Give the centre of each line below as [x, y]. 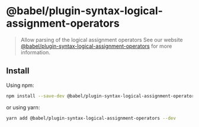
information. [35, 52]
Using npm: [20, 85]
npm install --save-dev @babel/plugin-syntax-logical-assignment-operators [102, 96]
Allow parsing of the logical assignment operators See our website [102, 40]
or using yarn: [23, 107]
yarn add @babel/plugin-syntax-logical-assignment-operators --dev [91, 118]
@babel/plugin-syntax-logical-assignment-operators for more [96, 46]
